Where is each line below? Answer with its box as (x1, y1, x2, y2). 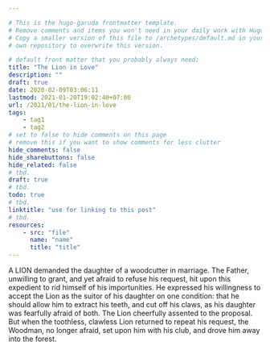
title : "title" (29, 244, 81, 252)
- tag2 (22, 123, 45, 131)
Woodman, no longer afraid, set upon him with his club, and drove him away (8, 326, 260, 335)
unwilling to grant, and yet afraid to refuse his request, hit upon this (8, 274, 231, 283)
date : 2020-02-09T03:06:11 (8, 85, 99, 94)
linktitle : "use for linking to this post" (8, 206, 157, 214)
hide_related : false (8, 160, 78, 169)
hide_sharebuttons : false (8, 153, 95, 161)
